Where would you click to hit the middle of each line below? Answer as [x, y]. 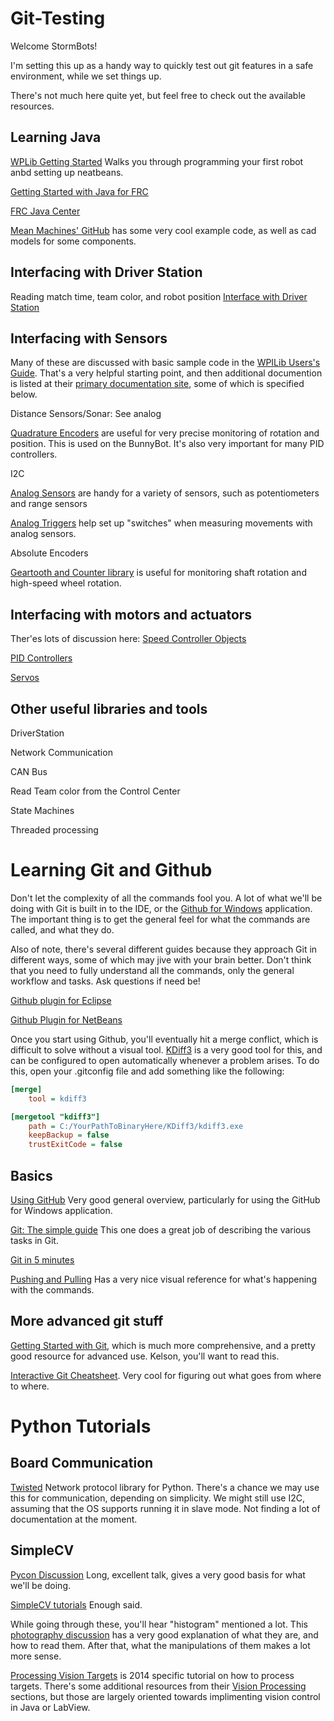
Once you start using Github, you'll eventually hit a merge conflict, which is [164, 1039]
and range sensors [49, 504]
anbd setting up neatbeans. [67, 172]
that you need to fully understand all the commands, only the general [152, 970]
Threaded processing [54, 830]
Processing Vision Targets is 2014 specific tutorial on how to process [152, 1675]
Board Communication [82, 1463]
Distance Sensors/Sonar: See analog [86, 414]
